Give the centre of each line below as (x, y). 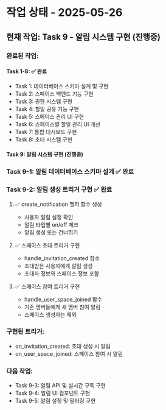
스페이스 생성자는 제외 (50, 314)
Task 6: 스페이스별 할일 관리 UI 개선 (57, 124)
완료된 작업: (22, 55)
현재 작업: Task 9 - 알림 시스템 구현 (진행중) (84, 37)
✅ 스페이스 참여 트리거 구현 (47, 286)
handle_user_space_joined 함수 (63, 299)
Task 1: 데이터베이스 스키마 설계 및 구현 (62, 86)
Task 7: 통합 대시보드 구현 (46, 132)
